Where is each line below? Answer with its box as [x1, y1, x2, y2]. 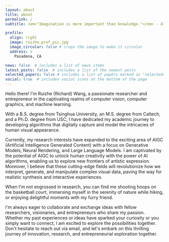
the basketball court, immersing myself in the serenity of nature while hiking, [5, 189, 164, 195]
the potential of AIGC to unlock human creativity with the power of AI [5, 153, 148, 159]
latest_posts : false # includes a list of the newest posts [5, 67, 136, 73]
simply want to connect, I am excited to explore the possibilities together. [5, 220, 156, 226]
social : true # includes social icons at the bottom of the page [5, 77, 147, 82]
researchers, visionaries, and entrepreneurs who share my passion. [5, 209, 145, 215]
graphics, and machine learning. [5, 101, 72, 107]
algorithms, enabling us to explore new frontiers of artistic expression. [5, 158, 150, 164]
